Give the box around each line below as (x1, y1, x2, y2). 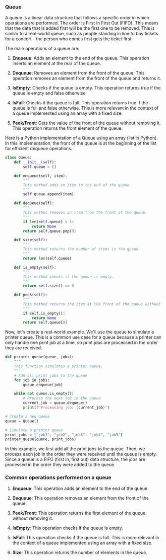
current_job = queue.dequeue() (23, 400, 88, 405)
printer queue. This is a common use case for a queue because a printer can (5, 334, 162, 340)
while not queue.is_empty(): (14, 391, 74, 396)
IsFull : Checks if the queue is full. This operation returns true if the (12, 100, 148, 106)
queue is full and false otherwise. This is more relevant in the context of (12, 105, 159, 111)
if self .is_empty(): (23, 311, 65, 316)
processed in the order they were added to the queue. (5, 462, 115, 468)
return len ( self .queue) (23, 256, 72, 261)
